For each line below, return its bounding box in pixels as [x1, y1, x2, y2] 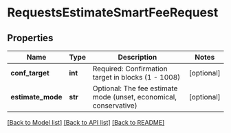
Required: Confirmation [92, 64, 168, 73]
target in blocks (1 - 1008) [92, 73, 181, 82]
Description [118, 53, 157, 62]
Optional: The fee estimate [92, 84, 178, 93]
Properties [7, 32, 54, 44]
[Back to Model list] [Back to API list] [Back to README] [7, 119, 165, 126]
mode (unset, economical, [92, 93, 177, 101]
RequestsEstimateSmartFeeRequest [7, 5, 219, 21]
